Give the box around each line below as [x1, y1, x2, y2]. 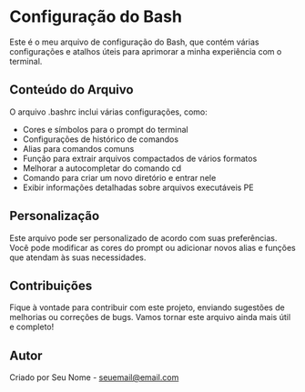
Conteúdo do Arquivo [9, 82, 134, 97]
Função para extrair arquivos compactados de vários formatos [22, 153, 258, 164]
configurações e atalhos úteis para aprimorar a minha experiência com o [9, 45, 282, 56]
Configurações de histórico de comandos [22, 134, 179, 145]
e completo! [9, 321, 55, 333]
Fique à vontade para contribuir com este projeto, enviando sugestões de [9, 302, 285, 313]
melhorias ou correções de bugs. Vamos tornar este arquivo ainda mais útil [9, 312, 291, 323]
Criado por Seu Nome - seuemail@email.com [9, 372, 179, 383]
